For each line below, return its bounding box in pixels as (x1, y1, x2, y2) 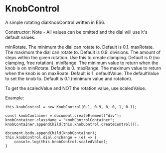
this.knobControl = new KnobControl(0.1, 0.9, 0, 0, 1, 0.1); (5, 104, 137, 109)
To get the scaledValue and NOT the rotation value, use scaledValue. (5, 85, 146, 91)
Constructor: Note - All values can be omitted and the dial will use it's (5, 29, 148, 35)
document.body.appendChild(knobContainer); (5, 130, 97, 136)
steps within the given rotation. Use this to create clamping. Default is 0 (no (5, 54, 160, 60)
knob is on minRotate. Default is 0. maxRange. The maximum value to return (5, 65, 161, 71)
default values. (5, 34, 36, 40)
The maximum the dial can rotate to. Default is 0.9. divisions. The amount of (5, 49, 161, 55)
